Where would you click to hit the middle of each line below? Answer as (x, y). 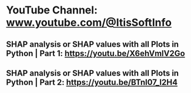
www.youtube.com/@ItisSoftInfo (89, 23)
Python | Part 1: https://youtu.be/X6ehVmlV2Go (95, 53)
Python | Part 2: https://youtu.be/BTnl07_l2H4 (92, 82)
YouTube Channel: (52, 10)
